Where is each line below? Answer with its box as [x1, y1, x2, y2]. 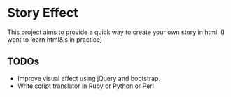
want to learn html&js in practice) [7, 35, 103, 43]
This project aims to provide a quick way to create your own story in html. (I [7, 28, 225, 36]
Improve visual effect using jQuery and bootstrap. [17, 74, 161, 82]
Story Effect [7, 5, 78, 21]
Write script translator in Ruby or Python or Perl [17, 82, 154, 90]
